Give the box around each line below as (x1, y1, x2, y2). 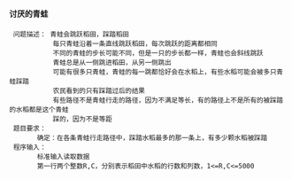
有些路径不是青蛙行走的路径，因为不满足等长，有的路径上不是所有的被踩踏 (52, 96, 283, 105)
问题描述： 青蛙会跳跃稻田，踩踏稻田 (12, 30, 130, 39)
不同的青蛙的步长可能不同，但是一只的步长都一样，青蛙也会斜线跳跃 (52, 49, 264, 58)
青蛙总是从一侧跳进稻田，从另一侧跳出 (52, 58, 172, 67)
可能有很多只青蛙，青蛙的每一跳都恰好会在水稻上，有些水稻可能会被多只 (52, 67, 277, 77)
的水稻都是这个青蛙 (9, 105, 69, 114)
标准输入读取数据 (36, 152, 90, 161)
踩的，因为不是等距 (52, 115, 112, 124)
